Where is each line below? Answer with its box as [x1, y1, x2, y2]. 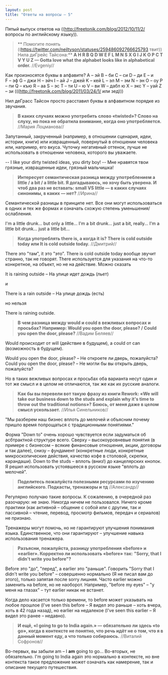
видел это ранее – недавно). [5, 613, 66, 619]
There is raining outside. [5, 310, 55, 316]
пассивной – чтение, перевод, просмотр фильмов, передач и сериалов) [5, 510, 160, 516]
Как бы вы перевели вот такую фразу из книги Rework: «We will [17, 391, 159, 397]
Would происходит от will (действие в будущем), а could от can [5, 340, 140, 346]
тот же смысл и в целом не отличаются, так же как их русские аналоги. [5, 380, 160, 387]
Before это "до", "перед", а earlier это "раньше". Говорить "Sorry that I [5, 565, 154, 571]
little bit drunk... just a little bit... [5, 226, 70, 232]
